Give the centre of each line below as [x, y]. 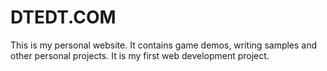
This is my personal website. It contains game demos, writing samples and [164, 45]
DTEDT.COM [63, 17]
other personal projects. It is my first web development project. [140, 55]
